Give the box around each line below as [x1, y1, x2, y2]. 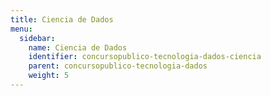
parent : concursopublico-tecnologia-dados [28, 61, 208, 71]
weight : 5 [28, 71, 70, 81]
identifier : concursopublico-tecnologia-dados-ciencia [28, 52, 262, 62]
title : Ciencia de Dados [10, 14, 114, 25]
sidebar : [19, 33, 56, 43]
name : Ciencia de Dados [28, 42, 128, 53]
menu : [10, 24, 33, 34]
